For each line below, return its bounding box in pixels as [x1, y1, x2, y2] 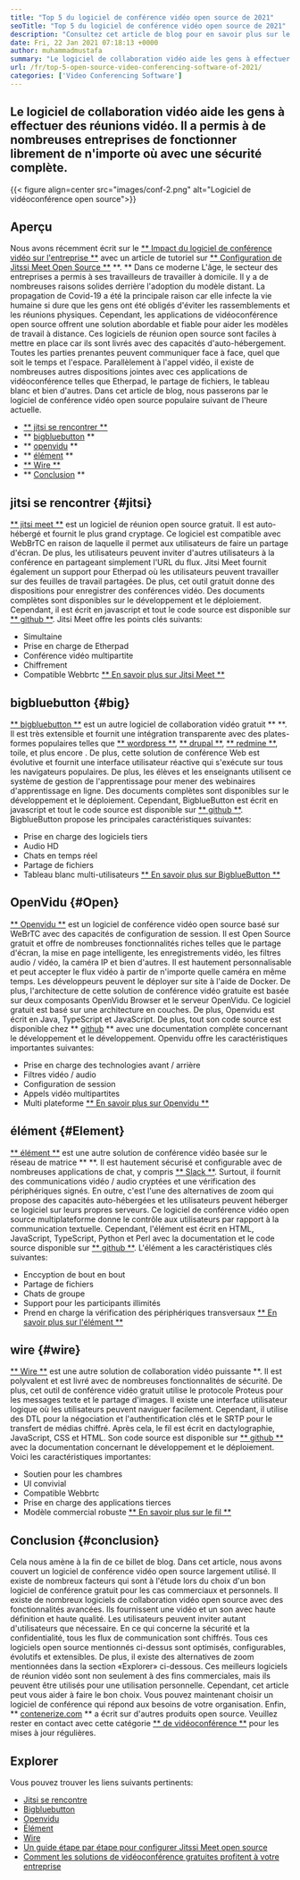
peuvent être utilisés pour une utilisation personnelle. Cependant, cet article [10, 1680, 289, 1690]
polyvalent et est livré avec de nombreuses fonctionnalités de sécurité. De [10, 1376, 283, 1387]
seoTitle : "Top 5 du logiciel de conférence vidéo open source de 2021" [10, 21, 287, 30]
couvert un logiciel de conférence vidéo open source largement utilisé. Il [10, 1566, 277, 1577]
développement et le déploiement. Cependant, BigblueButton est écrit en [10, 795, 279, 805]
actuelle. [10, 404, 42, 416]
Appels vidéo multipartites [22, 1088, 120, 1099]
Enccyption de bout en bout [22, 1269, 126, 1279]
